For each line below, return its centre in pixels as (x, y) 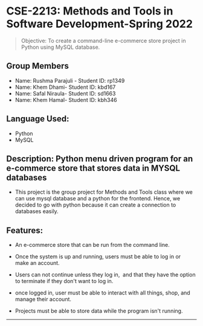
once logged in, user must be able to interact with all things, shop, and (102, 293)
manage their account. (43, 299)
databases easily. (37, 211)
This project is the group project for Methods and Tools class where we (104, 192)
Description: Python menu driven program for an (100, 158)
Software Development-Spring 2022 (100, 24)
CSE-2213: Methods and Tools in (90, 11)
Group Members (38, 66)
